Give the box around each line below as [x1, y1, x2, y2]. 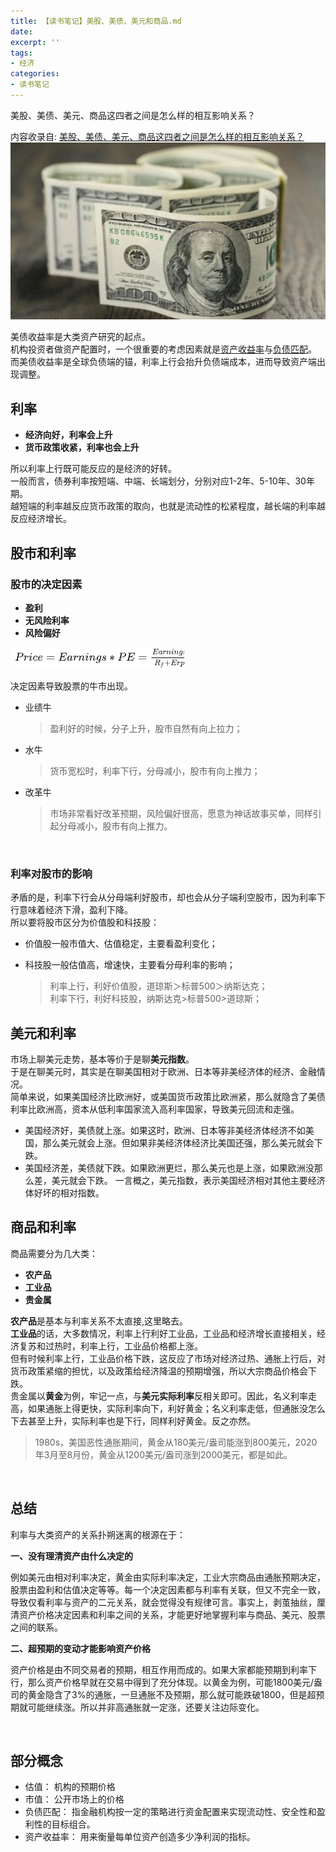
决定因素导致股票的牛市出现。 [10, 680, 133, 692]
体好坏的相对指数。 [24, 1186, 105, 1199]
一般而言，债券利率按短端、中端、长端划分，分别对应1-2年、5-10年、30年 [10, 475, 315, 487]
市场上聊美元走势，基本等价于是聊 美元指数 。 [10, 1053, 195, 1065]
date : [10, 26, 33, 37]
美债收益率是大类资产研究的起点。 [10, 331, 151, 343]
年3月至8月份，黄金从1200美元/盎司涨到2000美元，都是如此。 [34, 1448, 293, 1460]
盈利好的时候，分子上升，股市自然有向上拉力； [49, 722, 243, 734]
